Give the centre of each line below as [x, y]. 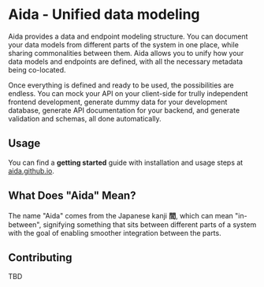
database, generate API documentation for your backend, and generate [124, 110]
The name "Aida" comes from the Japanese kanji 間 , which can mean [121, 215]
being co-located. [37, 69]
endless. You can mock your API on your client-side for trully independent [128, 93]
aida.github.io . [32, 170]
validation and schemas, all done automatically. [85, 118]
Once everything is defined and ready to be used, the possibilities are [121, 85]
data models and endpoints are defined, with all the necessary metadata [125, 61]
